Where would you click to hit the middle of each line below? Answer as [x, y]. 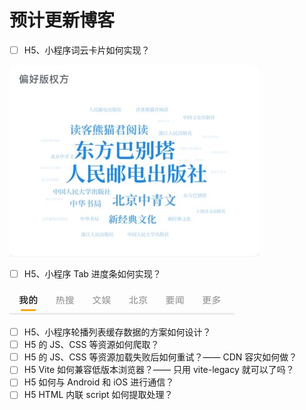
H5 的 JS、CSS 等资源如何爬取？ [91, 345]
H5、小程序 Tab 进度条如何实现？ [92, 274]
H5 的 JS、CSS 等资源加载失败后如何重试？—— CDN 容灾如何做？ [160, 357]
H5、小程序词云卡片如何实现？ [87, 50]
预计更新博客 [62, 20]
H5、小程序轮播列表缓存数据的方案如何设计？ [117, 332]
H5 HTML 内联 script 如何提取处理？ [98, 395]
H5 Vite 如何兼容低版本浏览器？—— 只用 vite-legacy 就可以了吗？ [159, 370]
